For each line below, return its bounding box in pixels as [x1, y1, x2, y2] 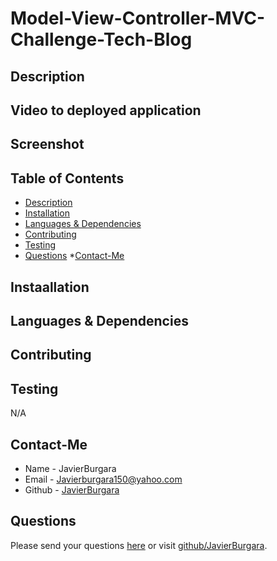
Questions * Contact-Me [24, 250, 125, 262]
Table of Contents [10, 170, 125, 187]
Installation [24, 207, 71, 219]
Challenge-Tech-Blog [10, 28, 193, 51]
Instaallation [10, 278, 90, 296]
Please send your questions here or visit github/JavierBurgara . [10, 539, 268, 551]
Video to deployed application [10, 102, 202, 119]
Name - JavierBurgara [24, 462, 117, 474]
